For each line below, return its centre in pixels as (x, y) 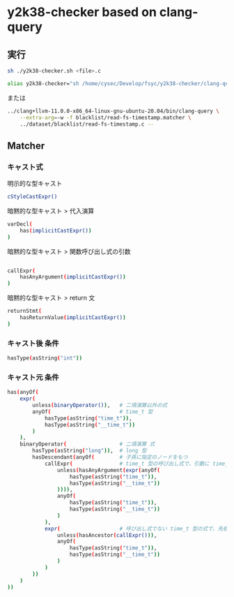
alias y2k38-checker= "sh (43, 83)
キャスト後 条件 (33, 343)
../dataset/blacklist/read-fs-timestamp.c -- (87, 124)
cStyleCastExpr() (32, 197)
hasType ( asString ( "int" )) (45, 358)
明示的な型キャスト (35, 184)
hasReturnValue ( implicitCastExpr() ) (73, 318)
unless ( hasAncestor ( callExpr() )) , (107, 535)
